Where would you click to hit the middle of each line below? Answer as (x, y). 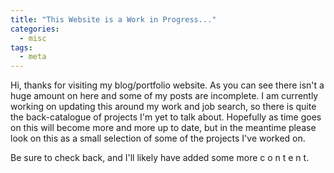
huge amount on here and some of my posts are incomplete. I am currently (164, 96)
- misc (33, 38)
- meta (33, 57)
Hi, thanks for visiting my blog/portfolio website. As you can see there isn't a (167, 85)
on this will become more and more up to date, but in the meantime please (163, 128)
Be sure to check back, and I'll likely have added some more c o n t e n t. (160, 158)
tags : (21, 47)
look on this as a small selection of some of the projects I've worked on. (158, 138)
